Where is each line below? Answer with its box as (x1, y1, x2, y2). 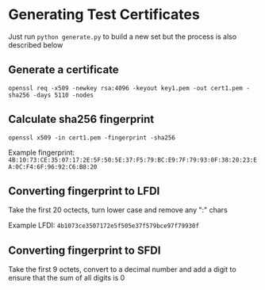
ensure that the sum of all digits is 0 (8, 273, 125, 283)
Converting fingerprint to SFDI (8, 243, 161, 257)
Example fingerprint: (8, 147, 75, 157)
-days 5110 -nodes (33, 91, 94, 99)
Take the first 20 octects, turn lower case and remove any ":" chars (8, 205, 228, 215)
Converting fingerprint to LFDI (8, 184, 160, 197)
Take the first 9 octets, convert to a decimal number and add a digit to (8, 265, 236, 274)
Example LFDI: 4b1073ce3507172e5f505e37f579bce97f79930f (8, 220, 200, 231)
